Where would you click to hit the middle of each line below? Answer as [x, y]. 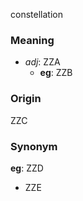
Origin [26, 99]
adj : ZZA [42, 62]
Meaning [32, 40]
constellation [36, 14]
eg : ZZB [56, 73]
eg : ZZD [27, 168]
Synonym [34, 146]
